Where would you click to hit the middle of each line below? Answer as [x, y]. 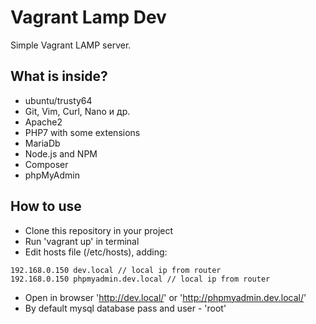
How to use [46, 206]
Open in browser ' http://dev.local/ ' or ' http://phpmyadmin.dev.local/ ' [165, 297]
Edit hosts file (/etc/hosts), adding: [96, 252]
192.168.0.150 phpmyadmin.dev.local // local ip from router [140, 279]
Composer [46, 164]
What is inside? [59, 76]
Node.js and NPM [61, 153]
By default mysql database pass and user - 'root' [125, 308]
